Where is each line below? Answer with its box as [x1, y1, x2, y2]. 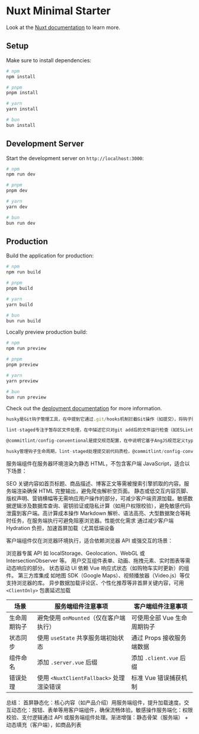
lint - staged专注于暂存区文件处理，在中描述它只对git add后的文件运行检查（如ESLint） [6, 427, 195, 433]
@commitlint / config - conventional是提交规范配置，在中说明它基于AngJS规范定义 [6, 438, 185, 444]
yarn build [6, 301, 33, 308]
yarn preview [6, 378, 38, 384]
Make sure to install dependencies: [6, 56, 92, 63]
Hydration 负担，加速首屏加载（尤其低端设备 [6, 524, 115, 531]
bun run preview [6, 394, 46, 400]
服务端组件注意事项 [54, 602, 108, 610]
